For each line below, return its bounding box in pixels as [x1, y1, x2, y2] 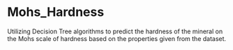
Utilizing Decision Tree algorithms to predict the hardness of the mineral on [7, 27, 223, 35]
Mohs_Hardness [7, 4, 105, 20]
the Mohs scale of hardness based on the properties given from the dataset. [7, 34, 227, 42]
